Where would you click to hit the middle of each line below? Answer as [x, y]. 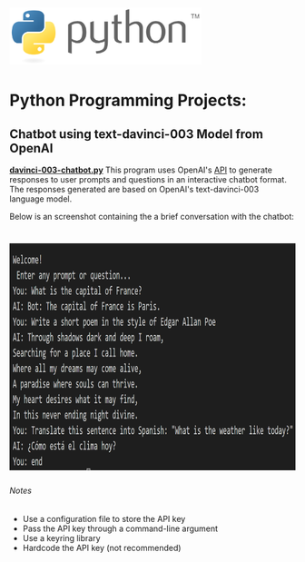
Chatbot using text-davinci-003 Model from [136, 134]
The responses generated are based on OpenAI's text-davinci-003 [134, 190]
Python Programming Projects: [128, 100]
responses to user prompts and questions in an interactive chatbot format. [148, 180]
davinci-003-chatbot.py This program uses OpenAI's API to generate [141, 170]
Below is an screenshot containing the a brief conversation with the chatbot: [152, 217]
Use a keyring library [62, 537]
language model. [41, 199]
